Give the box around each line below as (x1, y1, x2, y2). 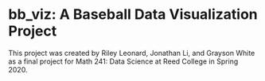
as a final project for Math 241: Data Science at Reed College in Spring (8, 57, 239, 66)
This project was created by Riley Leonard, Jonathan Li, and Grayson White (8, 48, 255, 57)
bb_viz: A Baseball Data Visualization (8, 6, 259, 24)
